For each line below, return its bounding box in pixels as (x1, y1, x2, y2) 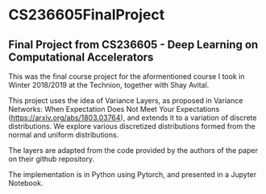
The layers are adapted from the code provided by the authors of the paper (8, 146, 258, 155)
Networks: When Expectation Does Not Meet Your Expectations (8, 105, 220, 114)
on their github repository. (8, 155, 95, 163)
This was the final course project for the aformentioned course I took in (8, 72, 245, 81)
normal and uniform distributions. (8, 130, 119, 139)
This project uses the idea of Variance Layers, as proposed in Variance (8, 96, 243, 105)
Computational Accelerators (8, 50, 154, 64)
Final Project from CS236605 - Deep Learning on (8, 38, 259, 52)
